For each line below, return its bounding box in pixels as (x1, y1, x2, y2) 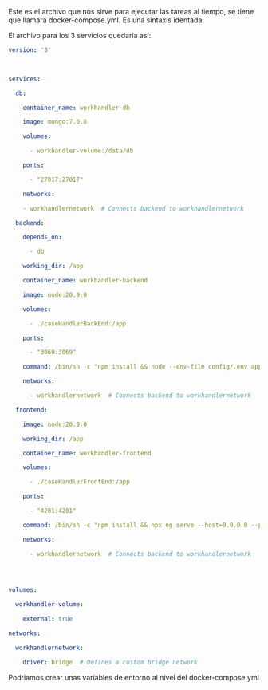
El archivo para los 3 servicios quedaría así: (8, 31, 152, 40)
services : (8, 75, 41, 83)
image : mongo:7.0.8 (22, 118, 88, 126)
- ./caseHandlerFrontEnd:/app (29, 478, 130, 486)
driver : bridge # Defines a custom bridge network (22, 658, 198, 666)
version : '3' (8, 46, 52, 54)
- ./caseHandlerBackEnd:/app (29, 319, 127, 328)
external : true (22, 615, 73, 623)
